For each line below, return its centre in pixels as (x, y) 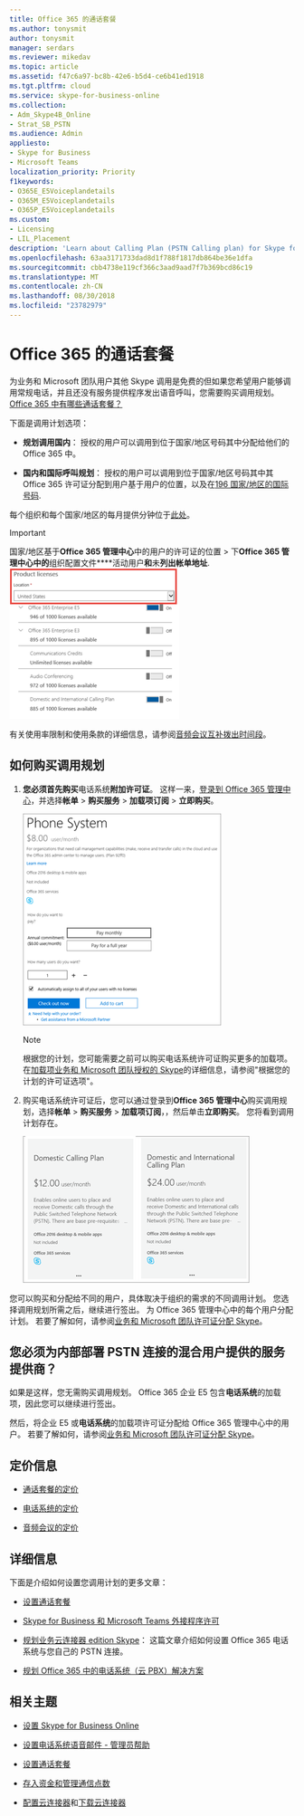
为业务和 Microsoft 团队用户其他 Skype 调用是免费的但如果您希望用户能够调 (150, 381)
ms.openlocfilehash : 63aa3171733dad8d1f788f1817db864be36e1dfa (131, 258)
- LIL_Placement (40, 239)
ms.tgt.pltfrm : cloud (50, 86)
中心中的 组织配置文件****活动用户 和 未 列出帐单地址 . (114, 562)
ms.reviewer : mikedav (50, 57)
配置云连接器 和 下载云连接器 (74, 1802)
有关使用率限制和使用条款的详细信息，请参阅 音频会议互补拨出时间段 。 (140, 734)
